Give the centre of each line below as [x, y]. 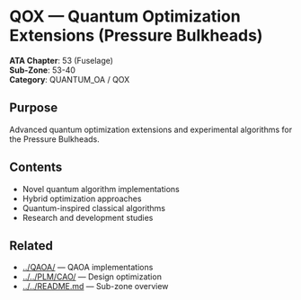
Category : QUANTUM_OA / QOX [70, 79]
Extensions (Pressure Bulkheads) [136, 35]
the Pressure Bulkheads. [55, 139]
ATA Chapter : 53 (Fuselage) [62, 60]
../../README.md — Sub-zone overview [95, 287]
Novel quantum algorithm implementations [101, 189]
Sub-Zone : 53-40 [43, 70]
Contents [36, 168]
